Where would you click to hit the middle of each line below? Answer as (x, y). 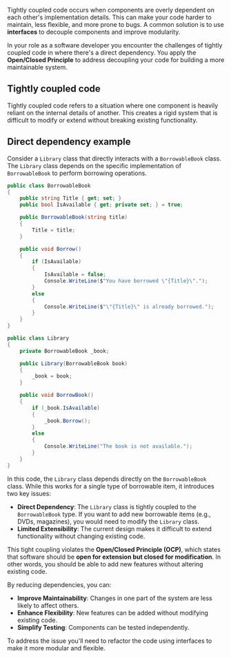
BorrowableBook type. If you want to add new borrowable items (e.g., (114, 514)
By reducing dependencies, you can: (59, 584)
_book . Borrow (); (67, 421)
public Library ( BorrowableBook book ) (74, 363)
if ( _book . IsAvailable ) (66, 408)
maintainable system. (37, 67)
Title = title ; (54, 230)
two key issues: (29, 493)
